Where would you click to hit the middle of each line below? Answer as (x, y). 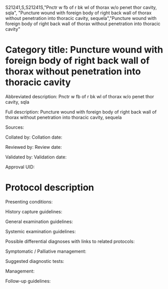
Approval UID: (20, 167)
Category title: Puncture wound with (84, 50)
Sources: (15, 127)
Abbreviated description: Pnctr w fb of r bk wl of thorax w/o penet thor (80, 96)
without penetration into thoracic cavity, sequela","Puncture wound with (81, 18)
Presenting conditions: (29, 202)
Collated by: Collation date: (34, 137)
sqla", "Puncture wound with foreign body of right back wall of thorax (79, 13)
